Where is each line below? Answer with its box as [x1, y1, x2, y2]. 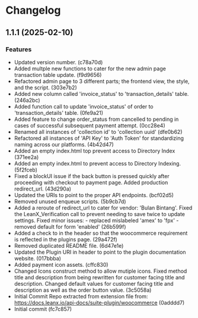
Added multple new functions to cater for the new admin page [14, 65, 167, 72]
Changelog [5, 4, 61, 17]
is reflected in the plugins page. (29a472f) [14, 236, 118, 243]
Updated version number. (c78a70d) [14, 58, 103, 66]
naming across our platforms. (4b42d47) [14, 141, 114, 148]
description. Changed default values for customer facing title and [14, 280, 174, 287]
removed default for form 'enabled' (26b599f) [14, 223, 126, 230]
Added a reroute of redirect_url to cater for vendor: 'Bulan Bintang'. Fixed [14, 204, 193, 211]
